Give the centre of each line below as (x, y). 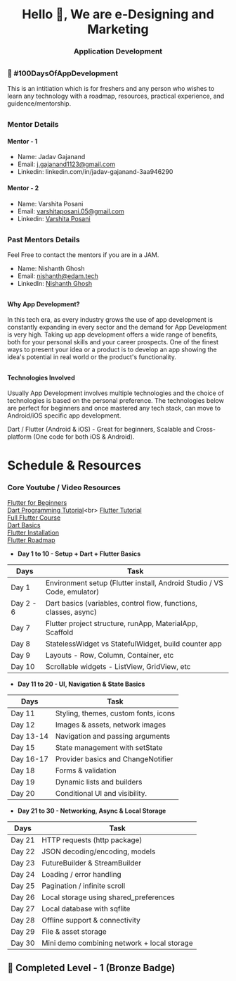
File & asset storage (74, 931)
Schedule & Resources (74, 465)
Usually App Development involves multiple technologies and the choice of (116, 393)
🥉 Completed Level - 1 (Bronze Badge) (91, 968)
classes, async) (71, 612)
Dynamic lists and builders (99, 782)
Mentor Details (33, 125)
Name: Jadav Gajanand (51, 157)
